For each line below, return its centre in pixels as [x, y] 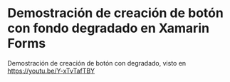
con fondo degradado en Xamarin [109, 28]
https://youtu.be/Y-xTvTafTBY [51, 71]
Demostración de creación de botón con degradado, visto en [97, 63]
